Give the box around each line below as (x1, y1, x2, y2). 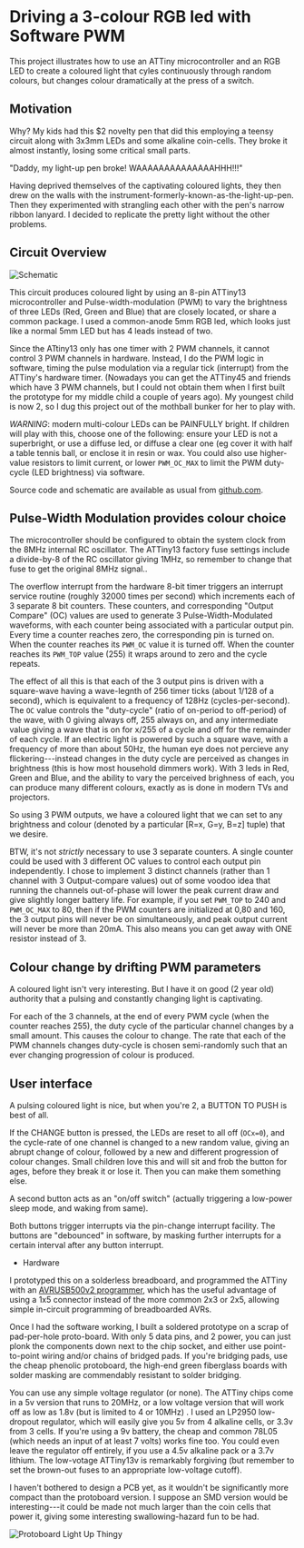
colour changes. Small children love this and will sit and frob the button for (9, 1156, 288, 1166)
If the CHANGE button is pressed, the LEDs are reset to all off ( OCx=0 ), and (9, 1127, 286, 1137)
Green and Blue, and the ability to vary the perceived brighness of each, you (9, 772, 295, 783)
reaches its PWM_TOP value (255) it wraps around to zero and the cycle (9, 649, 268, 660)
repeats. (9, 659, 41, 670)
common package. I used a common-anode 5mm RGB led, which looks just (9, 315, 291, 326)
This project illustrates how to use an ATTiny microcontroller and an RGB (9, 55, 281, 66)
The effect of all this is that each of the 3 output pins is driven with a (9, 676, 265, 687)
